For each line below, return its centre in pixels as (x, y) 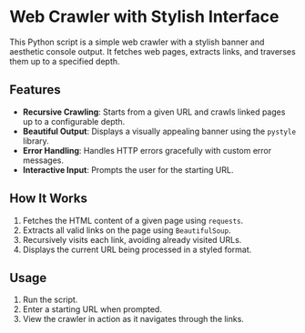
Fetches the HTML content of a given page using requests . (133, 220)
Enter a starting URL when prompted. (92, 309)
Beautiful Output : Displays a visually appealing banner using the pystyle (159, 131)
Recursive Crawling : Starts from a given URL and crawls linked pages (154, 112)
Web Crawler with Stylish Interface (144, 17)
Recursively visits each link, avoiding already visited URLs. (132, 239)
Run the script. (50, 300)
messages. (43, 160)
